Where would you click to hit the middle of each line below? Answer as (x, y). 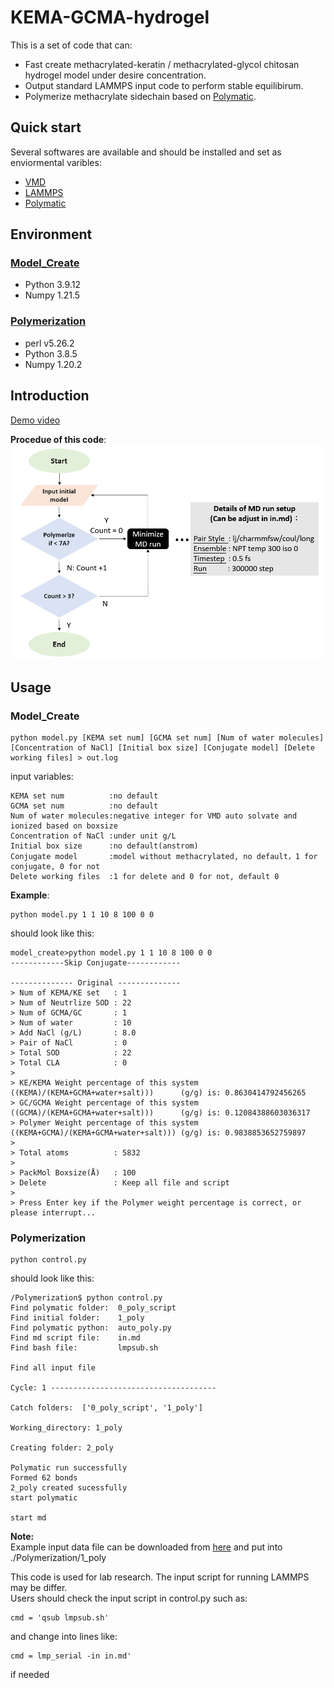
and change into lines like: (64, 1637)
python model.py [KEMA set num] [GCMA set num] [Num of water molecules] (167, 737)
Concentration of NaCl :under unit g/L (93, 836)
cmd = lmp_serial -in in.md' (71, 1656)
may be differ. (39, 1588)
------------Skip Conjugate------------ (96, 962)
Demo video (35, 420)
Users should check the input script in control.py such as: (129, 1598)
